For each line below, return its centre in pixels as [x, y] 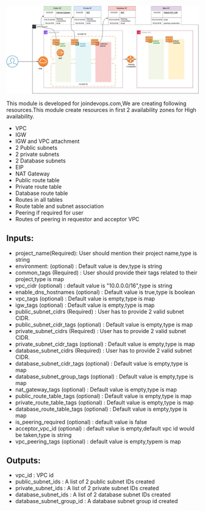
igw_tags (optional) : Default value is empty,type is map [85, 305]
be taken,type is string [43, 435]
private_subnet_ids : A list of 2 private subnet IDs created [87, 488]
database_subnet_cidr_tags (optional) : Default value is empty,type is [102, 363]
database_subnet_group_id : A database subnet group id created [96, 501]
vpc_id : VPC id [34, 475]
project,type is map [39, 279]
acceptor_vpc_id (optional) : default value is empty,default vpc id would [105, 428]
